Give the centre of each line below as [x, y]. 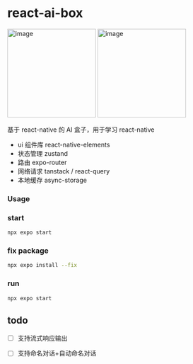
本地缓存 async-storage [52, 180]
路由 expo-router [42, 162]
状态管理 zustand [43, 153]
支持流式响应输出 [42, 339]
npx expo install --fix [42, 266]
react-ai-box [45, 13]
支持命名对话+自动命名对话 [57, 353]
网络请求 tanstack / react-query [64, 171]
